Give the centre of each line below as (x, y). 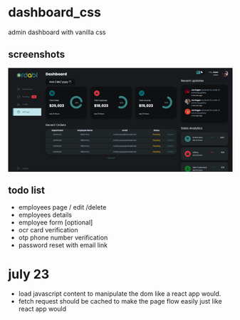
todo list (27, 190)
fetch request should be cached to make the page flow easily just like (120, 301)
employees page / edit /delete (62, 207)
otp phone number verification (63, 238)
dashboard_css (55, 12)
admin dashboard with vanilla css (57, 32)
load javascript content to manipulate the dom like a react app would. (120, 294)
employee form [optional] (56, 222)
